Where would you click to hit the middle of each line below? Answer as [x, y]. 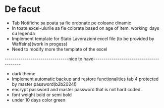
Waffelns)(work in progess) [40, 44]
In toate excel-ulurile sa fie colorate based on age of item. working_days [85, 28]
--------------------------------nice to [44, 58]
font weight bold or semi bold [42, 95]
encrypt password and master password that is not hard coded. [77, 89]
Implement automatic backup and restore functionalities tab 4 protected [85, 79]
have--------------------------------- [121, 58]
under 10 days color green [38, 100]
